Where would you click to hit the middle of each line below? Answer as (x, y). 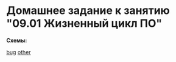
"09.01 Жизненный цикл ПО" (84, 23)
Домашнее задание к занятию (88, 11)
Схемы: (17, 40)
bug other (19, 52)
